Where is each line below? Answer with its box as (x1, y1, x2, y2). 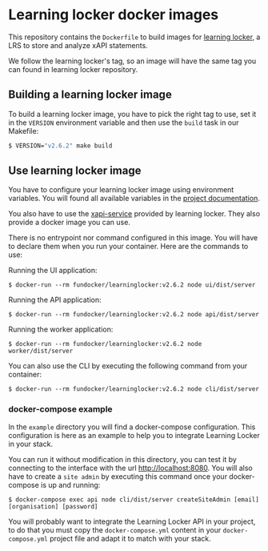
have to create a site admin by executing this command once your (8, 471, 228, 481)
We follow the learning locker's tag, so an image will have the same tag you (8, 56, 257, 66)
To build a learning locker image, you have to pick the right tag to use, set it (8, 109, 257, 119)
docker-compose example (8, 404, 114, 415)
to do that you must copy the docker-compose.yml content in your (8, 525, 222, 534)
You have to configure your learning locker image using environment (8, 185, 234, 195)
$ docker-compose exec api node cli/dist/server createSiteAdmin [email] (8, 495, 260, 504)
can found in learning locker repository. (8, 64, 138, 74)
